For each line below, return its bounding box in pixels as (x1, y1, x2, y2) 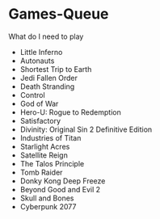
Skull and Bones (19, 193, 74, 203)
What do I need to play (8, 32, 84, 41)
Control (19, 90, 46, 99)
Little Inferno (19, 47, 63, 57)
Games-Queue (8, 5, 109, 23)
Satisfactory (19, 116, 61, 125)
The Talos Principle (19, 158, 85, 168)
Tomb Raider (19, 167, 63, 177)
